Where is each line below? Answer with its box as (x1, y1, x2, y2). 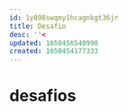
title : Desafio (9, 22, 67, 31)
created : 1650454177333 (9, 47, 99, 56)
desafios (9, 86, 77, 106)
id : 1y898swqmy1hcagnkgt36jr (9, 13, 119, 23)
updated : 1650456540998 (9, 38, 99, 48)
